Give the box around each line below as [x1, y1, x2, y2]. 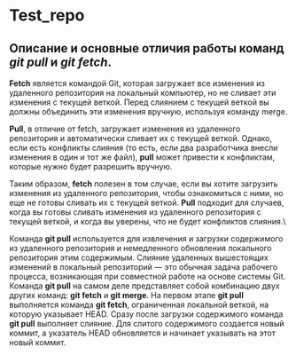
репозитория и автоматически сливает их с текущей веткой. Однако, [9, 133, 273, 143]
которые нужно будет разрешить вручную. [9, 162, 173, 171]
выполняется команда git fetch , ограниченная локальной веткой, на [9, 299, 269, 310]
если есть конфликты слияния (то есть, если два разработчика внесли [9, 143, 278, 153]
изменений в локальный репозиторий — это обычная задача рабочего [9, 262, 278, 272]
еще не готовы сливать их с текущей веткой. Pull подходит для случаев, [9, 197, 284, 208]
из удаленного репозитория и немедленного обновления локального [9, 243, 272, 253]
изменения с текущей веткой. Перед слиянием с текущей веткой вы [9, 97, 270, 107]
